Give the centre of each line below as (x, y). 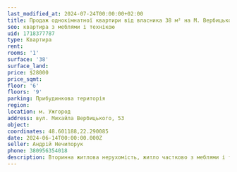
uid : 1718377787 (31, 33)
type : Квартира (30, 40)
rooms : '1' (23, 53)
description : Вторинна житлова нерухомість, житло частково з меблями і (116, 158)
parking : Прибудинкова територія (56, 99)
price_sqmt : (25, 79)
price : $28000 (28, 72)
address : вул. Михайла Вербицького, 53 (66, 118)
